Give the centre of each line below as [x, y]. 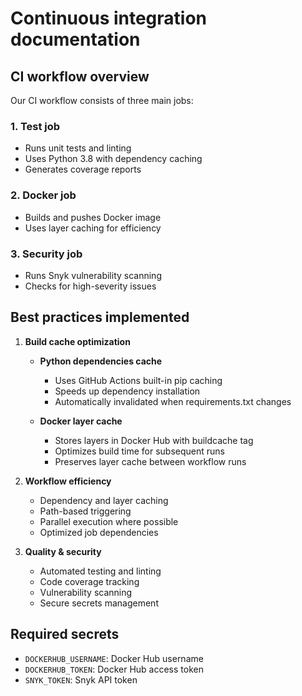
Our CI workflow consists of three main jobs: [102, 100]
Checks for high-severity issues [90, 286]
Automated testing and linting [100, 571]
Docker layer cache [81, 421]
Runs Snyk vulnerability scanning [93, 275]
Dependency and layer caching [104, 500]
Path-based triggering [85, 511]
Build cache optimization [77, 341]
